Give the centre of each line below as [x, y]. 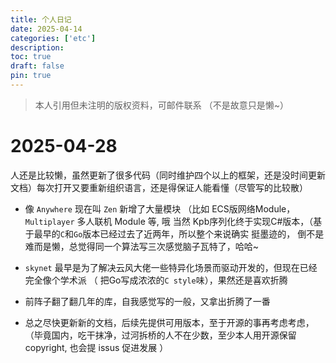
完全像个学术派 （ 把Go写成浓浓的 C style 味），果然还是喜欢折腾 [156, 280]
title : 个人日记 [41, 19]
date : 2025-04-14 [46, 29]
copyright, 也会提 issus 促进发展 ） [96, 347]
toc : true [31, 57]
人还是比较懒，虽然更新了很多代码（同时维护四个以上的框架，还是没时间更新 [168, 175]
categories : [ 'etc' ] [53, 38]
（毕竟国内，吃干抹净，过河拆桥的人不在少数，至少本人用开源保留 [160, 335]
